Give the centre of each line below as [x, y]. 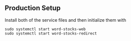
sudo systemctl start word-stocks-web [45, 29]
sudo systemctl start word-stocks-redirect [51, 33]
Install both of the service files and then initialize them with [65, 20]
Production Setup [33, 8]
